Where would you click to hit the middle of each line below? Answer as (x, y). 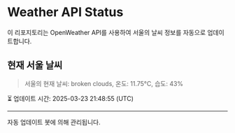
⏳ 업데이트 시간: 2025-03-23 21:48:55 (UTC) (71, 98)
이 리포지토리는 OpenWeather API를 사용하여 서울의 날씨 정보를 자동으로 (107, 32)
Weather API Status (65, 12)
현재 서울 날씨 (35, 65)
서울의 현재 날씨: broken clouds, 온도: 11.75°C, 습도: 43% (104, 83)
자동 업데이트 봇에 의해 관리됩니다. (54, 122)
